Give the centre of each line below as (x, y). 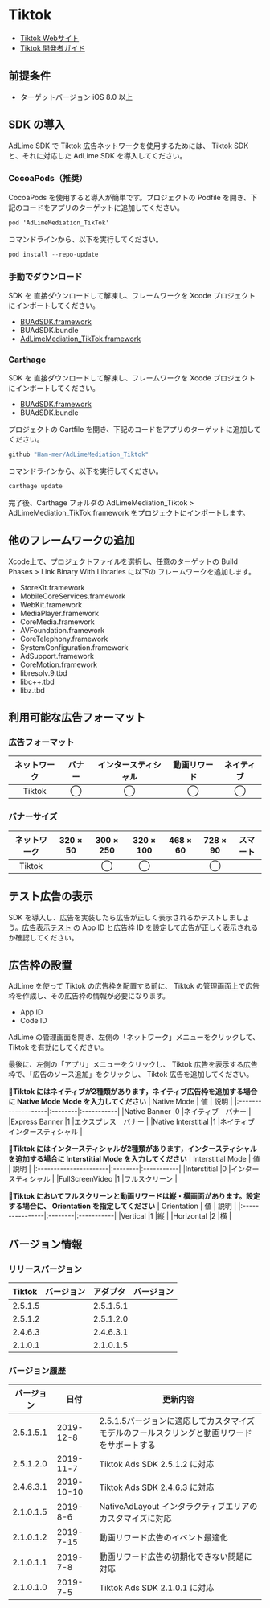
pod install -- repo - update (53, 254)
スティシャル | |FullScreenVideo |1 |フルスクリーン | (93, 1179)
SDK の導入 (37, 125)
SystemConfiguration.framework (74, 647)
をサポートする (128, 1446)
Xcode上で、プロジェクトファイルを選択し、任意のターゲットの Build (123, 561)
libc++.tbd (37, 681)
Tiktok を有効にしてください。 (58, 1047)
